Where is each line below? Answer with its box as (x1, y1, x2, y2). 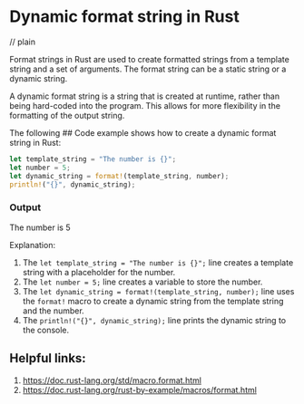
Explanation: (9, 239, 56, 250)
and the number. (22, 305, 84, 316)
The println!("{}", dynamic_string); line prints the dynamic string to (22, 314, 287, 325)
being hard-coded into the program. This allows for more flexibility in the (9, 100, 281, 111)
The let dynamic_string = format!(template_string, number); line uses (22, 285, 295, 296)
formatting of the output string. (9, 110, 125, 120)
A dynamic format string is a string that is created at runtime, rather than (9, 91, 279, 101)
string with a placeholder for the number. (22, 266, 176, 277)
